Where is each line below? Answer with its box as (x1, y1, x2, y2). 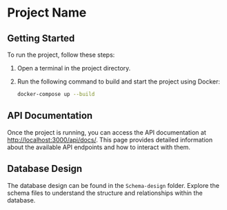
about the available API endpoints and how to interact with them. (7, 143, 191, 151)
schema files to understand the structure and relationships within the (7, 189, 203, 197)
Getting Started (7, 32, 75, 44)
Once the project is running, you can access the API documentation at (7, 128, 207, 136)
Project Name (7, 5, 87, 21)
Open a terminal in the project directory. (17, 64, 131, 72)
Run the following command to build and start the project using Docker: (17, 77, 221, 86)
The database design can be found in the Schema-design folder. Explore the (7, 181, 219, 189)
